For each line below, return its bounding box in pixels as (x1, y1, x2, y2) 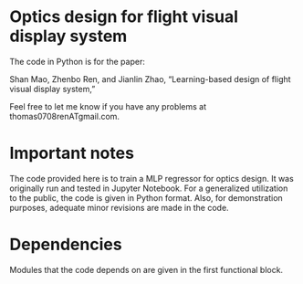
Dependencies (9, 235, 122, 255)
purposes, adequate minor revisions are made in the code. (9, 202, 230, 213)
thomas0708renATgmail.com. (9, 110, 120, 121)
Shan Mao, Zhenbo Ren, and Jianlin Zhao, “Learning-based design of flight (9, 73, 291, 84)
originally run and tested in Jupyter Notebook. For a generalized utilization (9, 183, 288, 194)
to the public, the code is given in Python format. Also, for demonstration (9, 192, 283, 203)
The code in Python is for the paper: (9, 56, 146, 67)
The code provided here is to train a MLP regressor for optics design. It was (9, 173, 294, 184)
